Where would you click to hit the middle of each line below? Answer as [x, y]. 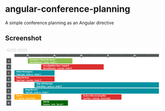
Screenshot [23, 38]
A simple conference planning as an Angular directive [60, 23]
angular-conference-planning [68, 9]
